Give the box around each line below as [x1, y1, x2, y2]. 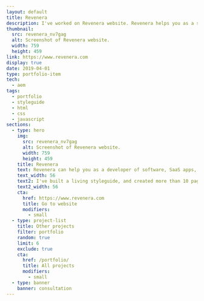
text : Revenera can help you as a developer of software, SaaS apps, [17, 167, 197, 173]
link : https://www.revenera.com [6, 54, 88, 60]
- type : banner [12, 280, 50, 286]
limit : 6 [17, 240, 39, 246]
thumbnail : [6, 25, 34, 32]
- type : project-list [12, 218, 67, 224]
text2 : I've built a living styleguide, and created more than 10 [17, 178, 189, 184]
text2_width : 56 [17, 184, 59, 190]
